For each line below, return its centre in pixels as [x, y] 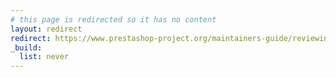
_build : [26, 47]
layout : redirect [46, 29]
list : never [44, 57]
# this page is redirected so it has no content [113, 19]
